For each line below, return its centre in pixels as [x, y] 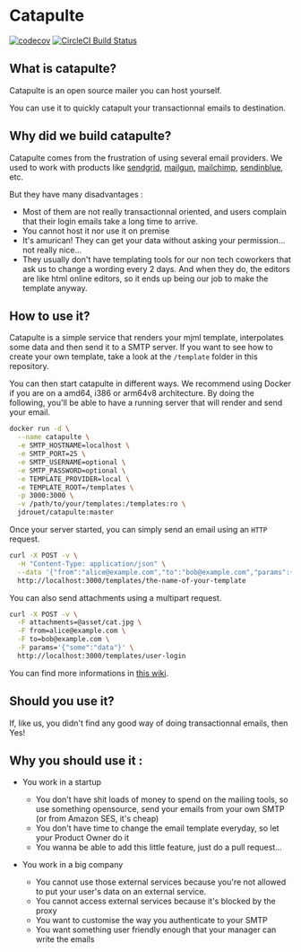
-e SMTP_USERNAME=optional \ [72, 462]
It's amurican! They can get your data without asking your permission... [154, 240]
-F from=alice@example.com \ [72, 631]
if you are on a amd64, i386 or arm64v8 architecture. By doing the [132, 393]
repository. [29, 366]
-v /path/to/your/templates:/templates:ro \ [102, 504]
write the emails [65, 939]
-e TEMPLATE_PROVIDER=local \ [73, 479]
